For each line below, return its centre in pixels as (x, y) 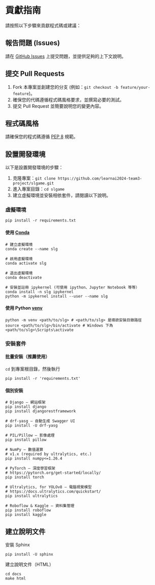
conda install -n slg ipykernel (39, 292)
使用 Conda (17, 233)
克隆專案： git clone (34, 178)
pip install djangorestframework (41, 411)
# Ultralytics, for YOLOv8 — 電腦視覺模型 (49, 487)
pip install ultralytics (32, 496)
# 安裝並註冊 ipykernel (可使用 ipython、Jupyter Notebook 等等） (72, 287)
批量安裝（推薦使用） (27, 356)
